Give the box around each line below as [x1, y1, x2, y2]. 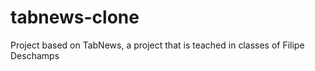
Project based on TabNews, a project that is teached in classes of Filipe [10, 39, 305, 51]
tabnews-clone [10, 6, 140, 29]
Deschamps [10, 49, 60, 61]
